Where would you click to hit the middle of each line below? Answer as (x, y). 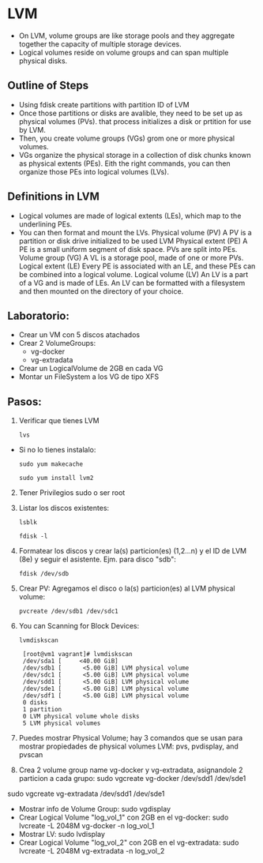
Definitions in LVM (53, 197)
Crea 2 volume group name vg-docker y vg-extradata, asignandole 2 (131, 770)
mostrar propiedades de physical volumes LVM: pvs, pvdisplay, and (128, 746)
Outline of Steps (48, 86)
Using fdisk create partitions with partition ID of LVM (104, 104)
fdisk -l (33, 537)
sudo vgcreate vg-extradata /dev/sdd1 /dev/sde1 (86, 794)
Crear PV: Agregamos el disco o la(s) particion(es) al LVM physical (127, 588)
